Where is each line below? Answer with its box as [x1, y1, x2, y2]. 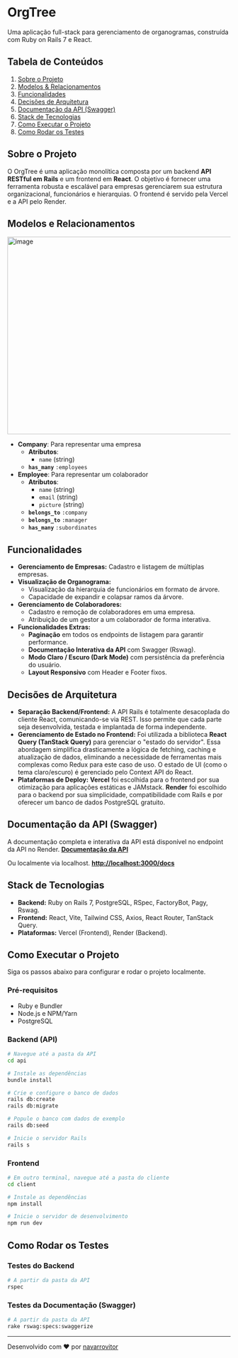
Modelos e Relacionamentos [7, 217, 135, 229]
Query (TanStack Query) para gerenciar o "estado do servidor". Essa [17, 738, 221, 746]
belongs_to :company [28, 509, 88, 517]
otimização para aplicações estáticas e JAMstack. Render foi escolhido [17, 783, 227, 792]
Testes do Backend [7, 1261, 74, 1271]
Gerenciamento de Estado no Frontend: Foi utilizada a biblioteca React [17, 730, 227, 738]
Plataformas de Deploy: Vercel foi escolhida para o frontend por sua [17, 775, 220, 784]
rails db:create [7, 1096, 55, 1103]
